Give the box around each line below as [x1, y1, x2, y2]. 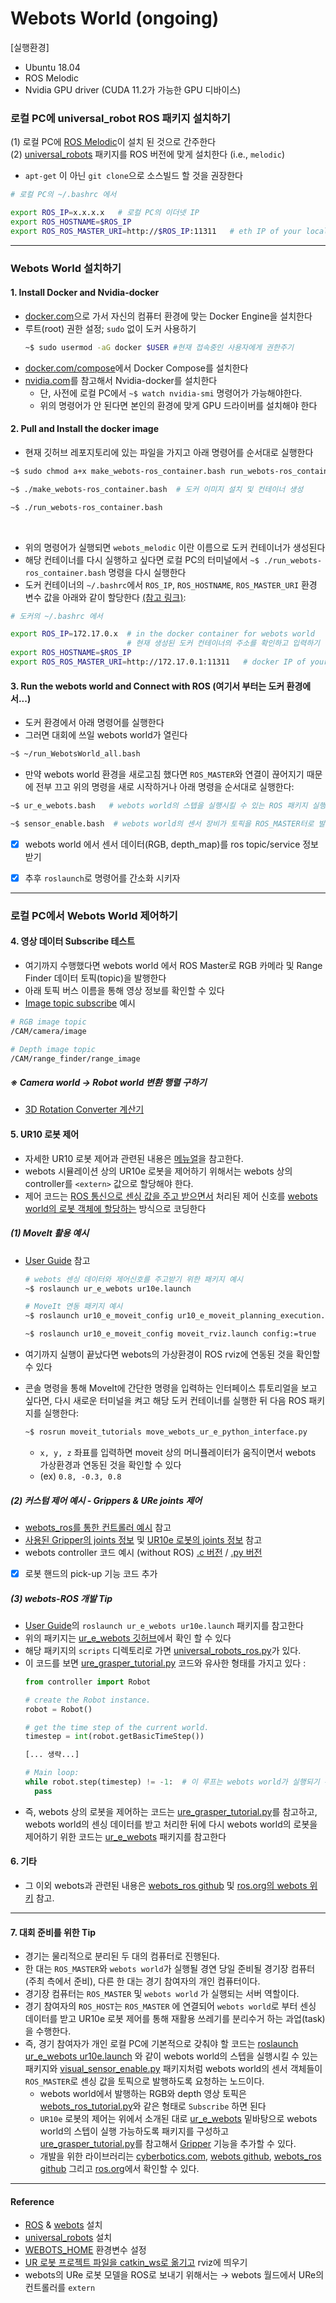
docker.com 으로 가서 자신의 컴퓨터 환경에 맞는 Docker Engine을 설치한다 [24, 310, 313, 322]
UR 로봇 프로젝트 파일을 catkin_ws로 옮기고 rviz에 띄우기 [24, 2257, 248, 2269]
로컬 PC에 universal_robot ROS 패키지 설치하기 [10, 111, 231, 125]
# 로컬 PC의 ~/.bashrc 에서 [10, 190, 117, 200]
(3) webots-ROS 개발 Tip [10, 1592, 113, 1604]
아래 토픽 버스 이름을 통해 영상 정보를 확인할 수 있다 [24, 985, 225, 997]
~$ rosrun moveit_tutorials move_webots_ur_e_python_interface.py [24, 1427, 308, 1437]
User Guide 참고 [24, 1254, 91, 1266]
